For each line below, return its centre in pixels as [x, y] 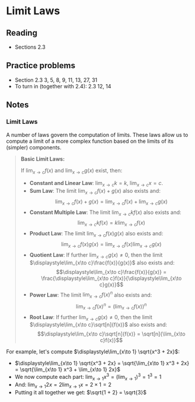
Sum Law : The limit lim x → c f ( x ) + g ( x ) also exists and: [95, 192]
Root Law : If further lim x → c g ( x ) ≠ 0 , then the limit [91, 318]
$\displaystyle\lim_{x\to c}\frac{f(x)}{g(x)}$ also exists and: [102, 263]
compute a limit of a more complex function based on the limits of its [90, 141]
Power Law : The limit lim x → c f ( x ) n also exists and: [91, 295]
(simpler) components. [34, 147]
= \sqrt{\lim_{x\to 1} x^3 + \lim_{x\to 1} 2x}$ [67, 369]
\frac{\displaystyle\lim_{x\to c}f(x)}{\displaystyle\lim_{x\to [111, 278]
